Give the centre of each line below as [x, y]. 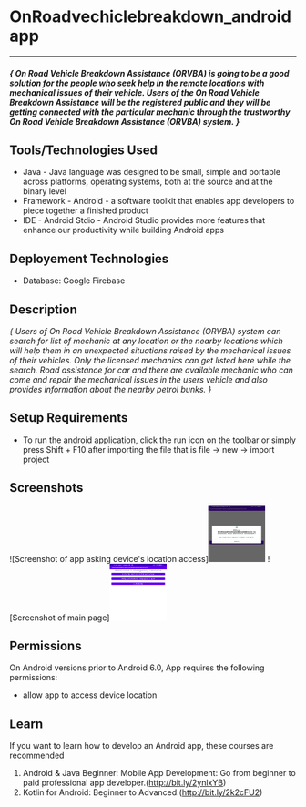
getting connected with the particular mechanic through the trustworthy [150, 112]
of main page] [84, 618]
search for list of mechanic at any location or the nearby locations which [147, 341]
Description [43, 309]
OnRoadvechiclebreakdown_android [150, 17]
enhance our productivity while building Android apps [123, 230]
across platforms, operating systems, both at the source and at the [148, 182]
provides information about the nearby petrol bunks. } [111, 389]
